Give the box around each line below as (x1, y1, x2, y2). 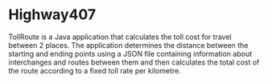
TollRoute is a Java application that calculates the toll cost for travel (8, 32, 232, 41)
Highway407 (8, 6, 97, 24)
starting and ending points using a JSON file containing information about (8, 49, 252, 58)
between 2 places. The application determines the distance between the (8, 40, 249, 49)
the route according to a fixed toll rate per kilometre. (8, 65, 181, 75)
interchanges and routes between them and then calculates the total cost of (8, 57, 260, 67)
